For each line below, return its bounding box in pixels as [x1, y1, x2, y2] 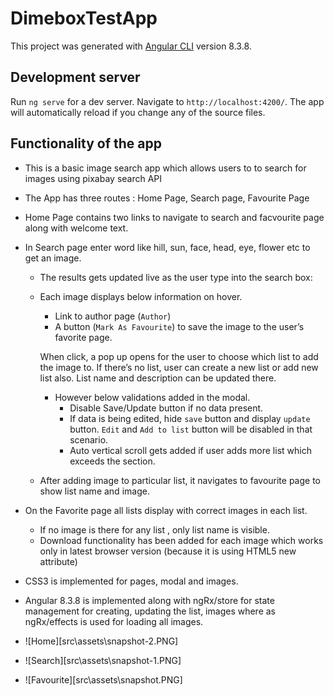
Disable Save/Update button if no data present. [69, 402, 264, 414]
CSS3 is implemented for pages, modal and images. [24, 575, 239, 587]
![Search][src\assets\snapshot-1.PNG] [24, 654, 182, 666]
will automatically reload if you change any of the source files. [10, 106, 266, 118]
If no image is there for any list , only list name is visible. [39, 523, 270, 536]
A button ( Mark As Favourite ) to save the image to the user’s [54, 320, 305, 332]
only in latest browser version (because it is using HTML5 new [39, 545, 297, 557]
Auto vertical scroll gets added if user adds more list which [69, 444, 312, 456]
